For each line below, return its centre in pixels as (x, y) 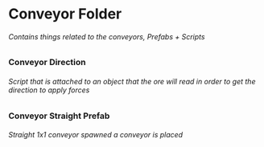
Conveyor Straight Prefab (59, 116)
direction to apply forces (49, 90)
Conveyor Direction (47, 63)
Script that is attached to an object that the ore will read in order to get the (132, 81)
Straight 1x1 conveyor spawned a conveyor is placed (96, 135)
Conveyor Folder (65, 14)
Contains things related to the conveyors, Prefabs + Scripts (107, 36)
